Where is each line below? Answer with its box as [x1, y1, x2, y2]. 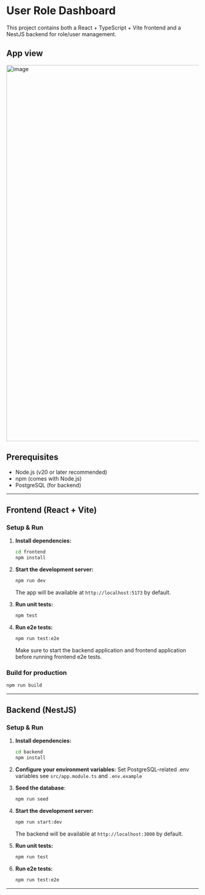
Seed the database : [15, 784, 66, 791]
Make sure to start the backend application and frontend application [15, 646, 186, 653]
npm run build [6, 682, 43, 688]
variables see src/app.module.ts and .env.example [15, 772, 142, 780]
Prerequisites [6, 452, 59, 463]
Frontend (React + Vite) [6, 505, 97, 515]
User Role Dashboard [6, 4, 116, 18]
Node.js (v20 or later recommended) [15, 468, 108, 476]
